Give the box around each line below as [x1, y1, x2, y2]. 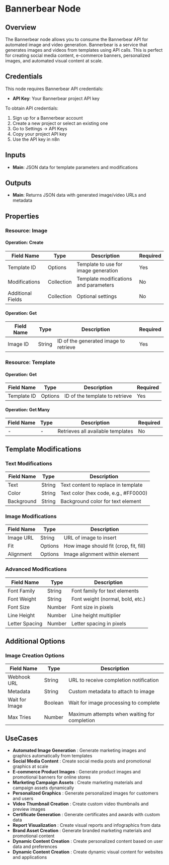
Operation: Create [5, 239, 44, 245]
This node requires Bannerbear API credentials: [5, 85, 104, 92]
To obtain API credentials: [5, 105, 59, 111]
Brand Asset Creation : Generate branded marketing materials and [12, 828, 151, 834]
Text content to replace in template [60, 481, 143, 488]
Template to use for [76, 261, 123, 268]
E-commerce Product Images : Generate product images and [12, 769, 141, 775]
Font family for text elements [71, 587, 139, 594]
